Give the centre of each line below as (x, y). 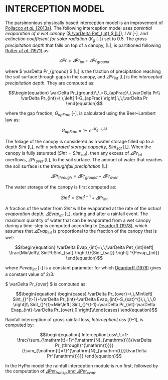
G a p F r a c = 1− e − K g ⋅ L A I (84, 131)
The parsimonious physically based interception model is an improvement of (84, 23)
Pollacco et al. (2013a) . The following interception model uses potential (78, 28)
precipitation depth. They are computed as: (50, 83)
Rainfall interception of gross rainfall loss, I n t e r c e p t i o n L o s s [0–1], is (74, 319)
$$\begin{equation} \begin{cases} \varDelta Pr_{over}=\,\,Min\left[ (84, 294)
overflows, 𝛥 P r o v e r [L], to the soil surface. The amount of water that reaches (84, 160)
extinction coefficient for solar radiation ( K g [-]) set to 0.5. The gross (76, 39)
